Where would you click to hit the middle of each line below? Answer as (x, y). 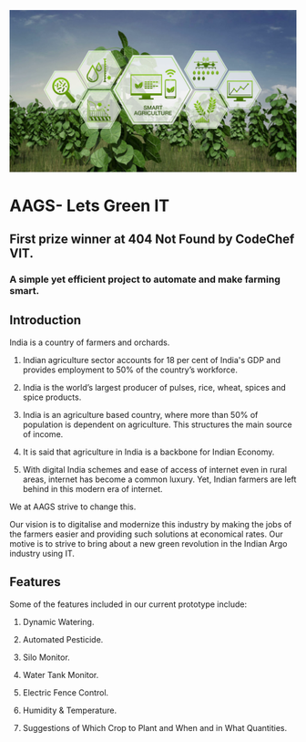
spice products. (52, 397)
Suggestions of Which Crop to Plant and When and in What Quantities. (155, 727)
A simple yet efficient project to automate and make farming (145, 279)
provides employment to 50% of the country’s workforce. (130, 370)
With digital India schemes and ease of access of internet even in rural (155, 469)
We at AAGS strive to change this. (73, 507)
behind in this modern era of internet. (92, 488)
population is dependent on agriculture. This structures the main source (158, 424)
